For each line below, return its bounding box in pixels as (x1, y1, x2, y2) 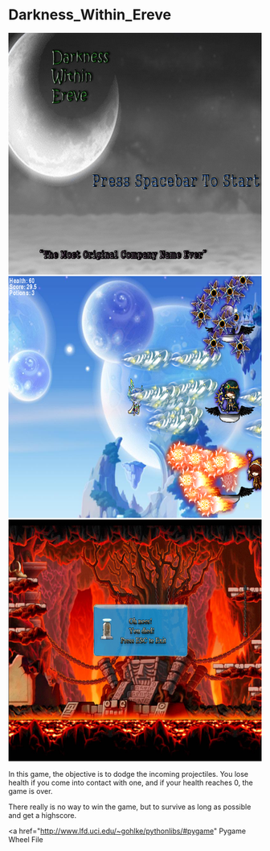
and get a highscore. (8, 810, 77, 820)
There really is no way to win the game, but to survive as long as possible (8, 802, 252, 812)
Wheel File (8, 834, 43, 844)
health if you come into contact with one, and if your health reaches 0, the (8, 778, 253, 787)
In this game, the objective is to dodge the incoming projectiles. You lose (8, 769, 249, 778)
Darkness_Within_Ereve (8, 6, 171, 24)
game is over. (8, 786, 53, 795)
